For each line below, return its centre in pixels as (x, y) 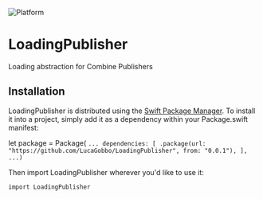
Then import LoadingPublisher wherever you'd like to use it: (106, 172)
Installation (37, 92)
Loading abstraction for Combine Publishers (80, 66)
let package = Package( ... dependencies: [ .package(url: (107, 142)
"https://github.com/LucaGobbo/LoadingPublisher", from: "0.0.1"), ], (128, 150)
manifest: (24, 127)
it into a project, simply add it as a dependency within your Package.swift (128, 119)
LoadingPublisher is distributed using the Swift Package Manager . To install (132, 111)
